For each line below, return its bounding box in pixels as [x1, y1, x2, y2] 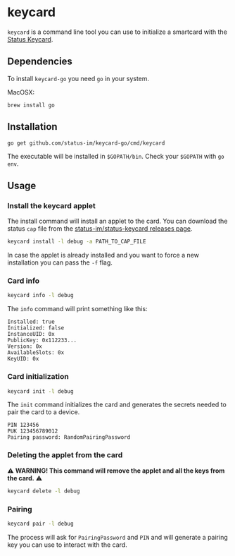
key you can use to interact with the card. [7, 540, 128, 549]
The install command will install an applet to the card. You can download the [7, 217, 228, 226]
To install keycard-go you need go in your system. [7, 74, 150, 83]
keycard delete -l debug [7, 488, 80, 495]
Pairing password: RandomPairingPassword [7, 434, 131, 441]
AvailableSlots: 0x [7, 349, 65, 356]
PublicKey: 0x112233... [7, 337, 77, 344]
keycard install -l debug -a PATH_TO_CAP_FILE [7, 238, 146, 246]
